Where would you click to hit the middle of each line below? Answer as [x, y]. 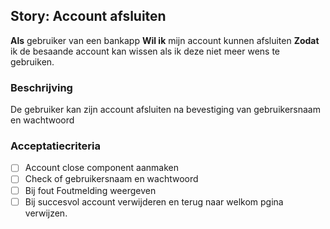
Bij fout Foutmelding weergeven [90, 190]
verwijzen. [46, 213]
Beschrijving [41, 87]
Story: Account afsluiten [88, 16]
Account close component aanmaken [101, 168]
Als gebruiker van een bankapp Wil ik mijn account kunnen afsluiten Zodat [165, 40]
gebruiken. [32, 61]
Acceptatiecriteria [55, 146]
